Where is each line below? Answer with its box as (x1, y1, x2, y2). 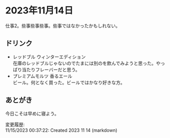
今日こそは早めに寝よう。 (5, 110, 59, 116)
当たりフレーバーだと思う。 (22, 66, 80, 72)
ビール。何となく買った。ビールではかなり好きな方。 (12, 79, 125, 85)
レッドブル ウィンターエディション (12, 53, 86, 60)
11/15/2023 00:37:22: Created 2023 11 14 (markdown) (5, 127, 118, 133)
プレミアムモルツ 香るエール (12, 73, 73, 79)
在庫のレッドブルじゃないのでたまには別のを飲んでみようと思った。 (12, 60, 156, 66)
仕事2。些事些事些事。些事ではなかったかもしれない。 (5, 23, 120, 29)
